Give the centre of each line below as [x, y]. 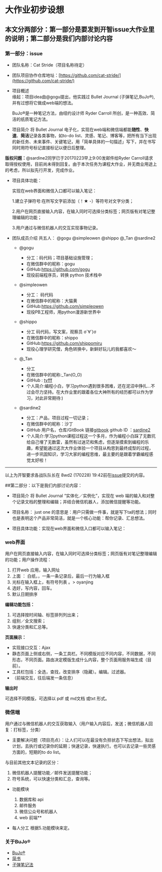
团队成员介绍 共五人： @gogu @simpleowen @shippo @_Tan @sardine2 [84, 238]
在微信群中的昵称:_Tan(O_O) [54, 374]
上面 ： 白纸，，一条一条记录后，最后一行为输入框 [61, 576]
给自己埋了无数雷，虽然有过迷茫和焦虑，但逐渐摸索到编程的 [86, 442]
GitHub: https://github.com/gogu [58, 269]
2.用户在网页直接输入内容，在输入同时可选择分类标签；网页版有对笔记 [81, 211]
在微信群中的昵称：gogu [51, 264]
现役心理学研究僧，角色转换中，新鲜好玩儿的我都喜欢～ [81, 349]
